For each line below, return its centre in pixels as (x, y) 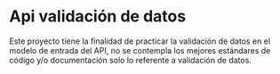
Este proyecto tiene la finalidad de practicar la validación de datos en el (140, 41)
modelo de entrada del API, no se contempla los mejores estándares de (140, 50)
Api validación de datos (98, 16)
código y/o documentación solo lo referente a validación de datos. (130, 60)
